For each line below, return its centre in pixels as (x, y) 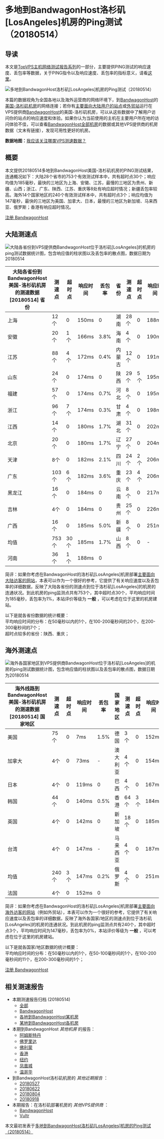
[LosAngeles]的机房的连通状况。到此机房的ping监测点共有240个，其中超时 (80, 925)
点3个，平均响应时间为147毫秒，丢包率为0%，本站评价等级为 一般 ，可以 (79, 931)
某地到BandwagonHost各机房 (49, 1023)
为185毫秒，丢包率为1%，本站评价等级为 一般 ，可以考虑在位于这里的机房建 (81, 599)
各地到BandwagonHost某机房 (49, 1017)
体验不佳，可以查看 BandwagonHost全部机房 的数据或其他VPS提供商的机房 (83, 124)
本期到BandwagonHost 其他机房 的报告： (53, 1029)
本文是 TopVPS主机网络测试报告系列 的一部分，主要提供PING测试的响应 (76, 67)
